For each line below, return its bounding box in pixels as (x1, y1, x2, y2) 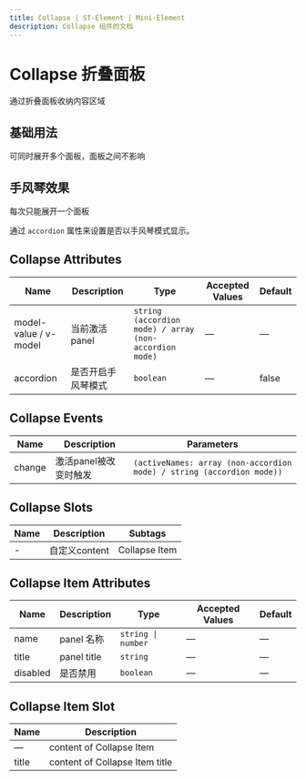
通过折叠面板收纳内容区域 (9, 96, 106, 106)
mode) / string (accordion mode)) (133, 466, 283, 477)
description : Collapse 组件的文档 (9, 22, 134, 31)
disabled (14, 666, 51, 679)
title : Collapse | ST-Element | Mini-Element (9, 13, 185, 23)
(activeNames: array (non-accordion (133, 457, 292, 468)
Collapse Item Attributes (9, 575, 151, 591)
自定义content (48, 543, 109, 556)
